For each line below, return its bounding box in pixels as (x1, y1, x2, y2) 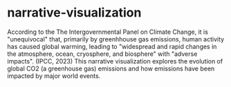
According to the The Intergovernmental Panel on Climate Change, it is (7, 28, 209, 36)
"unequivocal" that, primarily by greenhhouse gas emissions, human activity (7, 35, 225, 43)
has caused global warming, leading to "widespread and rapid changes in (7, 42, 217, 50)
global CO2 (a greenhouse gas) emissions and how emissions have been (7, 64, 215, 72)
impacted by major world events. (7, 71, 101, 80)
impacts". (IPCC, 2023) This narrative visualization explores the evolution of (7, 57, 223, 65)
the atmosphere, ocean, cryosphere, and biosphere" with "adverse (7, 50, 198, 58)
